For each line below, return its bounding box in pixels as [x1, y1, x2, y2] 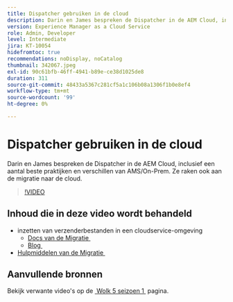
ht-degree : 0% [7, 101, 49, 108]
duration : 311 [7, 74, 49, 82]
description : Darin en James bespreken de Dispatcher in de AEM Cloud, [7, 17, 218, 24]
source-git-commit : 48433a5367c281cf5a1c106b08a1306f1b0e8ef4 [7, 81, 191, 88]
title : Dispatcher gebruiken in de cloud [7, 10, 129, 17]
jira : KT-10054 [7, 42, 51, 49]
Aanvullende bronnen [7, 269, 103, 280]
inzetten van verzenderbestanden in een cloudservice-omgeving [17, 226, 203, 235]
